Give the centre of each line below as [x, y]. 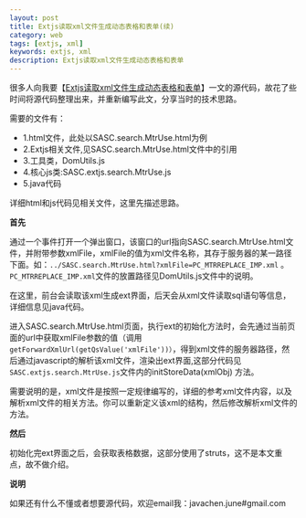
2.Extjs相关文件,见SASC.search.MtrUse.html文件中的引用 [130, 149]
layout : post [34, 18]
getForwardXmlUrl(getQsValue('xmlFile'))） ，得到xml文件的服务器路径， [146, 349]
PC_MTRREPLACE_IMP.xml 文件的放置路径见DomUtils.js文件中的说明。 [134, 276]
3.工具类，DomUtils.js [63, 160]
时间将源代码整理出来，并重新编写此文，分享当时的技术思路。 [126, 99]
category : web [37, 35]
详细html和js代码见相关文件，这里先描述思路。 [97, 203]
